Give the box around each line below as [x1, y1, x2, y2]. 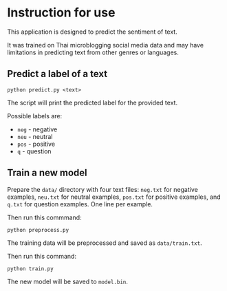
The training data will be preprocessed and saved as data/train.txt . [7, 239, 202, 247]
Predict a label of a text [7, 68, 108, 80]
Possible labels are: [7, 111, 63, 120]
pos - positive [17, 140, 56, 148]
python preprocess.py [7, 226, 69, 233]
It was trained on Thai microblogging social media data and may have [7, 41, 204, 49]
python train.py [7, 265, 54, 272]
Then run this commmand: [7, 213, 82, 222]
